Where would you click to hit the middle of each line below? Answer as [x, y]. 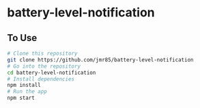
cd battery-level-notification [52, 72]
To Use [22, 38]
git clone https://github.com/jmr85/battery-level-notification [100, 59]
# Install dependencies [41, 79]
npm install [24, 85]
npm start [21, 98]
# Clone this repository [42, 53]
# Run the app [27, 92]
